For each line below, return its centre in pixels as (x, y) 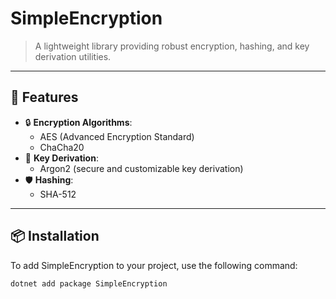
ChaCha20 (62, 147)
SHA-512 (58, 194)
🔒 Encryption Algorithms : (78, 122)
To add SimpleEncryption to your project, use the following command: (154, 265)
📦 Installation (55, 236)
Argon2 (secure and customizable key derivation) (141, 168)
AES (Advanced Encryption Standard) (117, 136)
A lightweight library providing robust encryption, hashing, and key (172, 46)
